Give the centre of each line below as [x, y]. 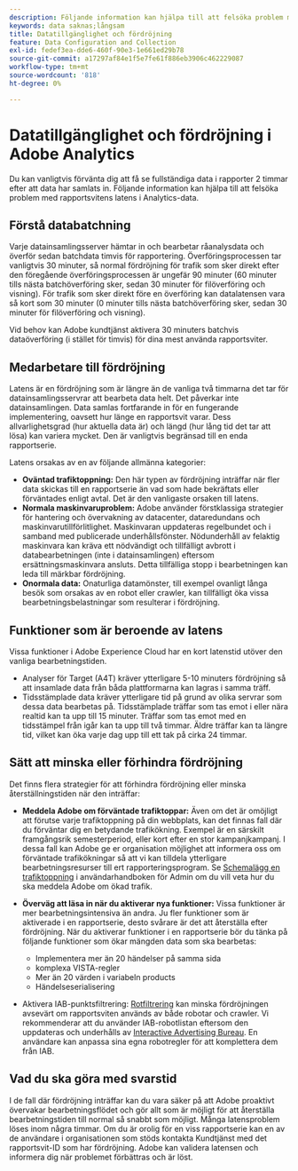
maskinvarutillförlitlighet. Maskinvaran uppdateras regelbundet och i [146, 527]
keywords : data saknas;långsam [67, 26]
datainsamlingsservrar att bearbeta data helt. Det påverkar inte [124, 398]
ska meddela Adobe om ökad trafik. [87, 886]
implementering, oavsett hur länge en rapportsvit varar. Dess [120, 417]
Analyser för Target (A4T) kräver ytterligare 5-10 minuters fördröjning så [154, 678]
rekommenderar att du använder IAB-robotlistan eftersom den [135, 1023]
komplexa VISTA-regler [78, 968]
